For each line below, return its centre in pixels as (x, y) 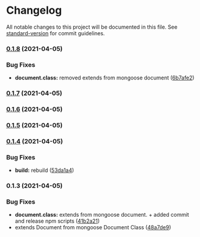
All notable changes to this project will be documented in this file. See (92, 27)
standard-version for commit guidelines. (56, 33)
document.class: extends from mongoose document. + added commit (102, 215)
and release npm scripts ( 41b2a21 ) (57, 221)
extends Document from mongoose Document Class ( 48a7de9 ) (93, 227)
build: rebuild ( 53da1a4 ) (44, 170)
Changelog (34, 10)
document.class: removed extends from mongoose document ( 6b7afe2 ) (104, 78)
